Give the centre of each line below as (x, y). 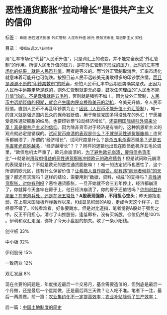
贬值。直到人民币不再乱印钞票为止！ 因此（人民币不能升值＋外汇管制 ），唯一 (83, 108)
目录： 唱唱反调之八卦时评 (29, 48)
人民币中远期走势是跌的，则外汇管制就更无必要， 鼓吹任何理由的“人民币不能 (83, 90)
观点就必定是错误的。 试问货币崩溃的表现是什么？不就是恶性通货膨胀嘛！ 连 (81, 133)
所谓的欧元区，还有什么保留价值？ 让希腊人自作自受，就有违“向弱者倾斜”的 (81, 170)
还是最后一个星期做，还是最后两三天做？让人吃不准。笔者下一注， (90, 290)
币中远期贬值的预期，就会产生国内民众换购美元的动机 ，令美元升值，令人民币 (83, 102)
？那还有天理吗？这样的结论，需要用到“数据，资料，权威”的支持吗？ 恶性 (83, 177)
